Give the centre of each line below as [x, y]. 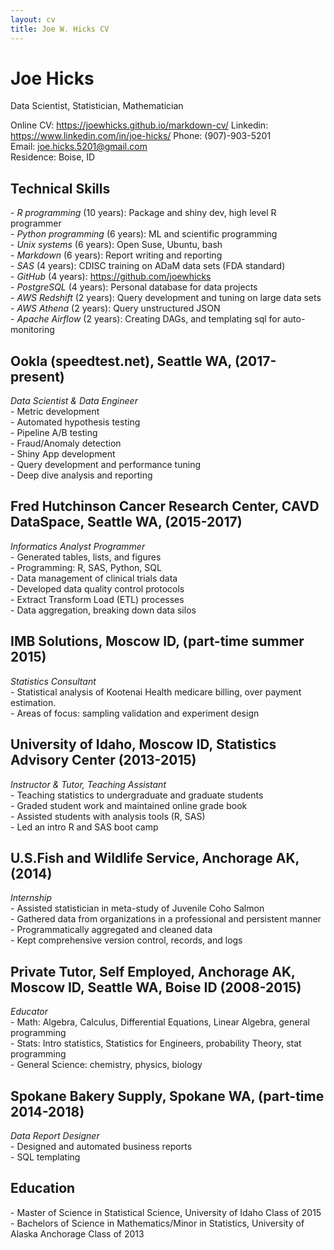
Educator [29, 1012]
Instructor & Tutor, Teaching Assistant [88, 784]
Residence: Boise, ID [53, 157]
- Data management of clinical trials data [94, 578]
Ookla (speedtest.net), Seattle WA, [121, 361]
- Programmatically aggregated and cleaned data [111, 930]
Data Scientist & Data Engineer [74, 401]
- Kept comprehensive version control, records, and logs [126, 940]
